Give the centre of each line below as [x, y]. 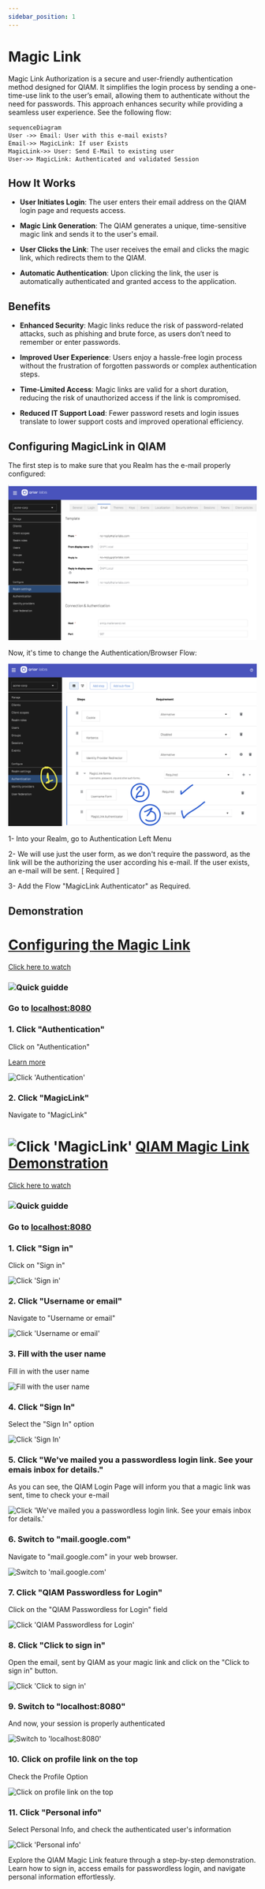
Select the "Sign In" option [51, 1424]
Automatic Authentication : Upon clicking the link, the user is [119, 273]
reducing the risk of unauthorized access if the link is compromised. [130, 398]
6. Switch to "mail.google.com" [70, 1539]
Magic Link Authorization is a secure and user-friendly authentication [121, 78]
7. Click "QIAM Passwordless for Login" [86, 1592]
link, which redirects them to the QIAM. [83, 258]
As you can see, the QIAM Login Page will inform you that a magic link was [129, 1487]
